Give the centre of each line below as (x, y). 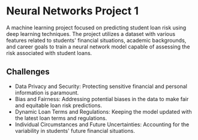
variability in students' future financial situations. (75, 130)
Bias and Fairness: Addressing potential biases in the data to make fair (102, 99)
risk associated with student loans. (49, 53)
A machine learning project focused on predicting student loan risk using (96, 28)
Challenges (28, 72)
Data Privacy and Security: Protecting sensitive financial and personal (101, 86)
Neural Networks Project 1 (73, 11)
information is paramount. (47, 92)
